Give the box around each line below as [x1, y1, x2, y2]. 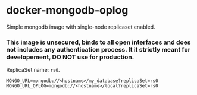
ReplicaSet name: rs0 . [6, 66, 61, 74]
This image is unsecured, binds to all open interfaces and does [6, 38, 191, 46]
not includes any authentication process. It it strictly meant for [6, 45, 190, 53]
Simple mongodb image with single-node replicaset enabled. [6, 23, 156, 30]
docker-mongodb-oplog [6, 4, 129, 17]
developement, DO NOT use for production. [6, 53, 135, 61]
